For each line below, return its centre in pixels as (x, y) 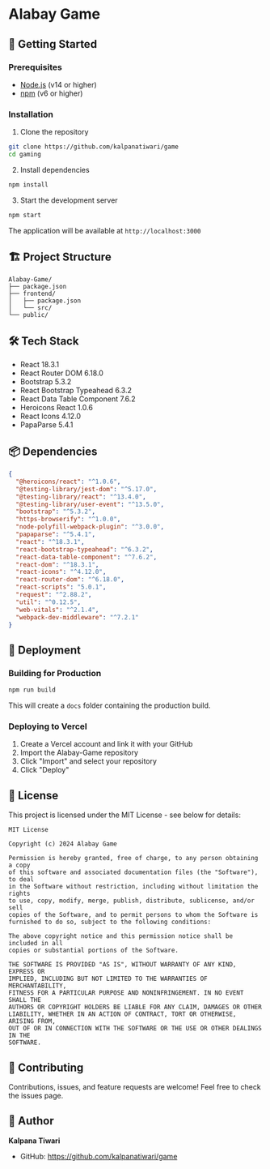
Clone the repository (54, 132)
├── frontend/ (32, 294)
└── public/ (28, 315)
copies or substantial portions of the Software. (94, 951)
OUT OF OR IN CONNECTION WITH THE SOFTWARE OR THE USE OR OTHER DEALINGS (135, 1029)
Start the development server (69, 200)
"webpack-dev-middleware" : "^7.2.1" (77, 617)
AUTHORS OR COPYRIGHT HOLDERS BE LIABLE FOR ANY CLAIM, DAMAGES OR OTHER (135, 1007)
